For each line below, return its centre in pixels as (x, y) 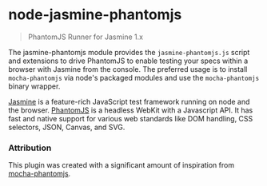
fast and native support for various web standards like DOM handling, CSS (131, 118)
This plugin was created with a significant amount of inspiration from (121, 165)
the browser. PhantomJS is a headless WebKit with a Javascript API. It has (131, 110)
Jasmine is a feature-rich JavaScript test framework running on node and (129, 101)
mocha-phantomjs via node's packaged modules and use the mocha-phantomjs (134, 77)
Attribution (30, 148)
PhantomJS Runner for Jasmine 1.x (86, 37)
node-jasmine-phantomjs (95, 15)
